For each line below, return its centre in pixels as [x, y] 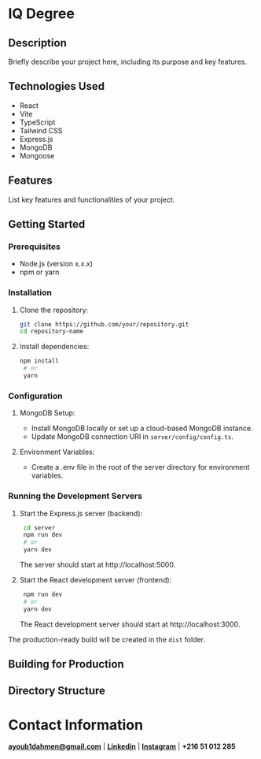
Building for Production [66, 664]
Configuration [35, 396]
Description [37, 43]
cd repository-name [51, 332]
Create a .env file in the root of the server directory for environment [140, 467]
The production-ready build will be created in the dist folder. [107, 639]
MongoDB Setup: [47, 413]
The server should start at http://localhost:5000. [97, 565]
